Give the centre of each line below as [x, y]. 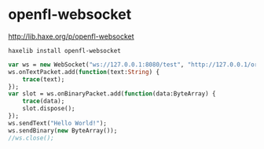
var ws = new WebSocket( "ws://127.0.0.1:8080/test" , [96, 65]
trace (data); [44, 101]
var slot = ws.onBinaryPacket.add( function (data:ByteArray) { [112, 94]
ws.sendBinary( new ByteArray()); [63, 130]
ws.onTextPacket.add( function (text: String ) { [84, 72]
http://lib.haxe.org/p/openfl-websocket [71, 36]
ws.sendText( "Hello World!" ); [58, 123]
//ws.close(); [31, 138]
